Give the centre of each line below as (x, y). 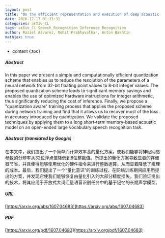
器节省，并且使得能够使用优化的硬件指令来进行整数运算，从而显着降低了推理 (82, 164)
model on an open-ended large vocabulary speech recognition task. (74, 127)
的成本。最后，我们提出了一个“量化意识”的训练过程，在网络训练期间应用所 (80, 170)
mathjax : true (20, 37)
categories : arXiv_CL (27, 23)
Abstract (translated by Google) (39, 138)
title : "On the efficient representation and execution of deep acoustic (82, 14)
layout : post (18, 10)
